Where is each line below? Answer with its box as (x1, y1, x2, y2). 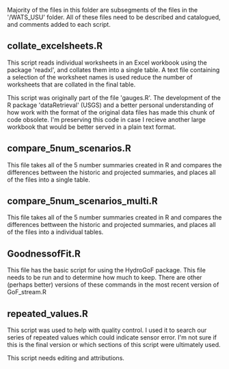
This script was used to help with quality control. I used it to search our (7, 326, 207, 335)
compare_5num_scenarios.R (7, 143, 131, 154)
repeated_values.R (7, 308, 89, 320)
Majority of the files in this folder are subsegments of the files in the (7, 6, 198, 14)
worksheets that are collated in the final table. (7, 80, 136, 88)
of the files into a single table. (7, 175, 90, 184)
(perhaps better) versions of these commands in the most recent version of (7, 281, 219, 289)
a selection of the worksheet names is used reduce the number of (7, 73, 193, 81)
